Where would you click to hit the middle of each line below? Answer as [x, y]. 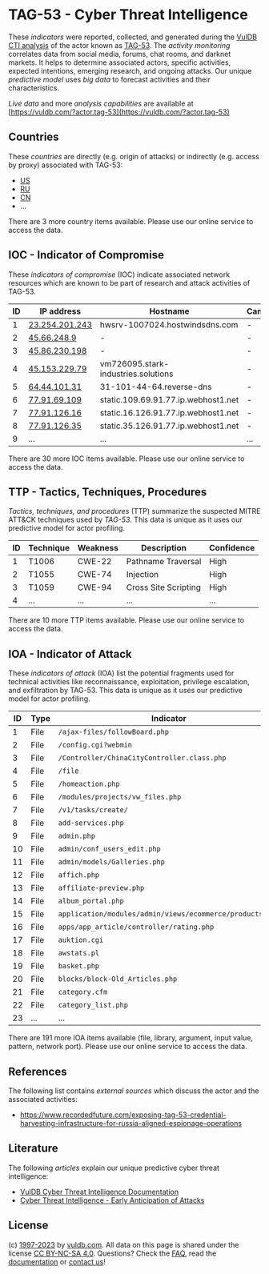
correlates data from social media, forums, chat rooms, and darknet [120, 54]
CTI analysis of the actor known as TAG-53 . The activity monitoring [119, 45]
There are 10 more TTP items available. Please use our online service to [126, 620]
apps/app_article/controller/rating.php [136, 927]
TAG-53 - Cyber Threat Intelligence [128, 15]
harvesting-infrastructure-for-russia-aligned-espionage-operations [131, 1123]
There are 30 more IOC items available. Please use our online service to [126, 459]
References [38, 1071]
